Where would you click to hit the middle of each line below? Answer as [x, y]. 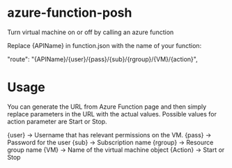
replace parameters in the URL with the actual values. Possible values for [112, 114]
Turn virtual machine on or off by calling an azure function [91, 32]
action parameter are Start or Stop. [57, 121]
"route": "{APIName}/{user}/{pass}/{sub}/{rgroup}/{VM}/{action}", [102, 59]
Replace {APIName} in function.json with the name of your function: [105, 45]
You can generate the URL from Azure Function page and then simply [107, 107]
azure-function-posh [70, 13]
